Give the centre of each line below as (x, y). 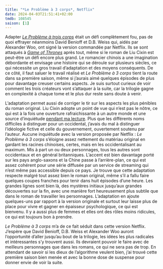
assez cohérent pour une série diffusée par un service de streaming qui (77, 165)
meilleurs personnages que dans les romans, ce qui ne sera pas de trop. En (81, 247)
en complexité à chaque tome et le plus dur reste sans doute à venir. (73, 94)
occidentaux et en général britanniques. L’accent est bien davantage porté (80, 155)
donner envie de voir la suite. (34, 263)
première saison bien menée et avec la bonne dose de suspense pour (75, 257)
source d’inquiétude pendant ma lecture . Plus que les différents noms (75, 119)
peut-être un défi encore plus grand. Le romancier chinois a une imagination (81, 58)
